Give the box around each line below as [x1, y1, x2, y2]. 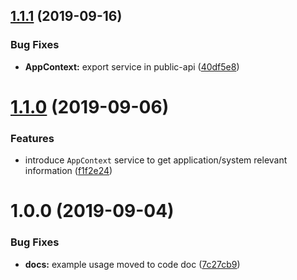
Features [10, 131, 55, 145]
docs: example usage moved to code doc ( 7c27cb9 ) [24, 258, 241, 270]
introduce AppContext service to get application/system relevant [24, 154, 288, 166]
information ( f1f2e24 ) [24, 165, 113, 177]
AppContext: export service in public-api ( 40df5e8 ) [24, 60, 240, 73]
